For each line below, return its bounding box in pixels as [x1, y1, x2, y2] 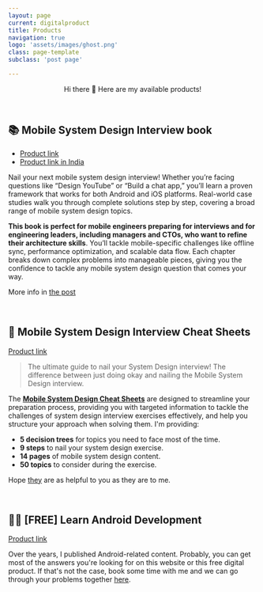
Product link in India [19, 157, 85, 166]
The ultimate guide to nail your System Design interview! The [27, 362, 227, 371]
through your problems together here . [8, 575, 132, 584]
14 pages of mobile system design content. [19, 451, 161, 461]
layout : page [8, 11, 51, 20]
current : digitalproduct [8, 19, 90, 27]
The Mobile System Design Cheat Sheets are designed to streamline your [8, 393, 250, 404]
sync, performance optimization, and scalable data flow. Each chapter [8, 246, 236, 256]
